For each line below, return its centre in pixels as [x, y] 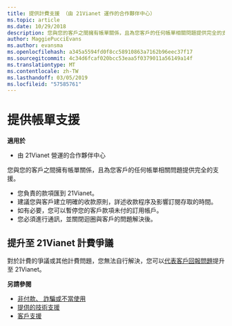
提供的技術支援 [38, 307]
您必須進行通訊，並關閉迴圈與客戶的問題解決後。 [87, 219]
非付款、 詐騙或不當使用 [51, 298]
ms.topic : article [33, 20]
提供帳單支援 [44, 120]
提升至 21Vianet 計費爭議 [60, 243]
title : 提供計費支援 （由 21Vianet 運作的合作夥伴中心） [81, 13]
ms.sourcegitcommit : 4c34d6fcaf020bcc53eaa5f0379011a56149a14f [100, 59]
